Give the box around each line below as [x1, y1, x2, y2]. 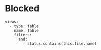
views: [5, 19, 19, 24]
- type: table [9, 23, 39, 29]
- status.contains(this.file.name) [23, 41, 97, 46]
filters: [14, 32, 32, 37]
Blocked [5, 3, 40, 14]
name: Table [14, 28, 39, 33]
